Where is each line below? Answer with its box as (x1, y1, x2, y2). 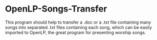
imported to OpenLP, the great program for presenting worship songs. (5, 29, 146, 35)
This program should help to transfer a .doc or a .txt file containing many (5, 19, 152, 25)
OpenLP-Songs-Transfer (5, 3, 108, 14)
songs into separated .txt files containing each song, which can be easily (5, 24, 152, 30)
